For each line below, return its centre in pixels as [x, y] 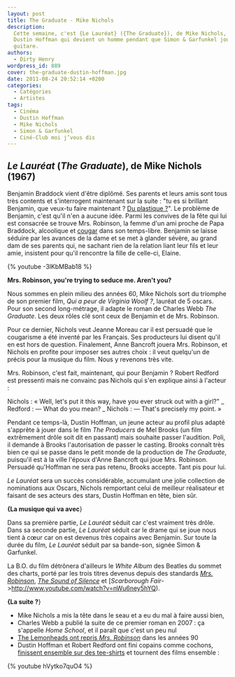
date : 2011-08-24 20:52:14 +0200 [56, 79]
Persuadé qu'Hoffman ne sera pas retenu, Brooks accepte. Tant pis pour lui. [117, 467]
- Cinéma [26, 111]
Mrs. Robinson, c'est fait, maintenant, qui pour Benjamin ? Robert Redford [113, 373]
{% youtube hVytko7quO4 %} [50, 666]
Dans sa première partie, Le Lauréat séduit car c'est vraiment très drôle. [111, 523]
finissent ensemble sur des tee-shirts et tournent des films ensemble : [119, 652]
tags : [15, 105]
